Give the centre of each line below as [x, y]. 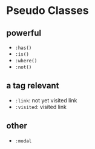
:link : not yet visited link [46, 100]
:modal [23, 141]
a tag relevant [33, 86]
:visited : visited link [41, 107]
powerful [24, 33]
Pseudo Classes [47, 11]
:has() [23, 48]
